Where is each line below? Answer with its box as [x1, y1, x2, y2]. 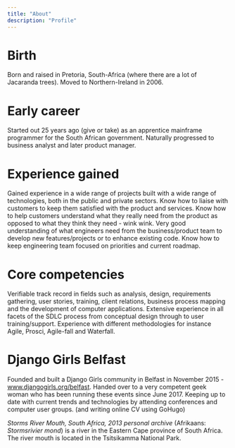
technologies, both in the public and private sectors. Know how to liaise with [7, 197, 229, 205]
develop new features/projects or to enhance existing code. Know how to [7, 234, 220, 243]
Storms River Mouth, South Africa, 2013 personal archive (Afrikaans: [7, 419, 206, 428]
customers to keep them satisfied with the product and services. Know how [7, 204, 227, 212]
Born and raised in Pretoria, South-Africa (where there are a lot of [7, 71, 197, 79]
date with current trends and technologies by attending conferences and [7, 398, 218, 406]
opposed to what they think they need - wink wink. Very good [7, 219, 186, 228]
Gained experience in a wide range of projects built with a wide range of [7, 189, 217, 198]
